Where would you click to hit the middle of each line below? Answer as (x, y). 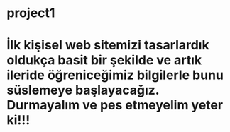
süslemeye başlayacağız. (83, 90)
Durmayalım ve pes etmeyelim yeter (115, 106)
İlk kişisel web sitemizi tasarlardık (108, 46)
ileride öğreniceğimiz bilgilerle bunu (115, 75)
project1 (31, 13)
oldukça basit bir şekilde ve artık (104, 60)
